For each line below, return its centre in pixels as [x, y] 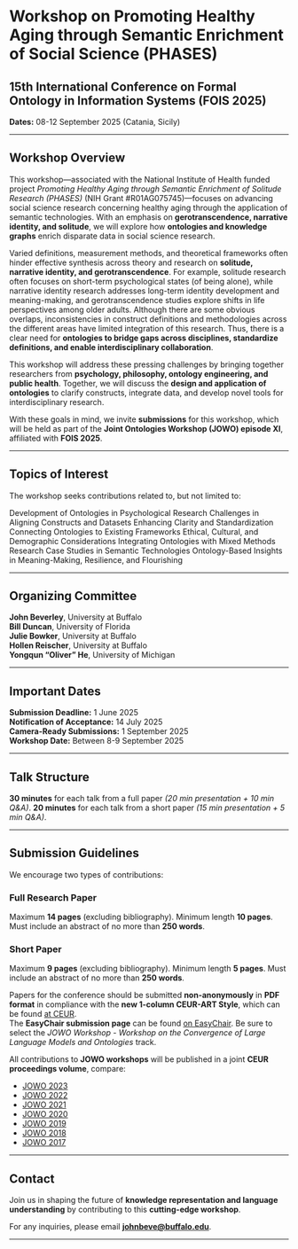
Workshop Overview [67, 158]
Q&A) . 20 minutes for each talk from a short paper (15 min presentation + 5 [147, 808]
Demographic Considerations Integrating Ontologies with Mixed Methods [143, 541]
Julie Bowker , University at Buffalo [73, 636]
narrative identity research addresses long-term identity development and [144, 291]
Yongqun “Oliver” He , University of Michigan [92, 655]
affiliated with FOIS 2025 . [56, 438]
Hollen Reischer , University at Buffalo [78, 645]
